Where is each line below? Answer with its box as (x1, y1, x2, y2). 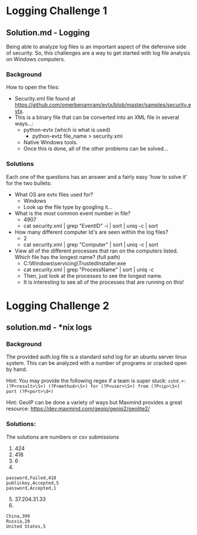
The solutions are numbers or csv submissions (6, 433, 119, 440)
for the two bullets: (6, 180, 52, 187)
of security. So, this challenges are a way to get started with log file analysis (6, 49, 191, 57)
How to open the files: (6, 84, 60, 91)
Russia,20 (6, 518, 31, 524)
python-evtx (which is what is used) (23, 127, 111, 134)
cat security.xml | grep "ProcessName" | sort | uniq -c (23, 266, 154, 273)
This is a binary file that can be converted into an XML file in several (14, 114, 179, 121)
